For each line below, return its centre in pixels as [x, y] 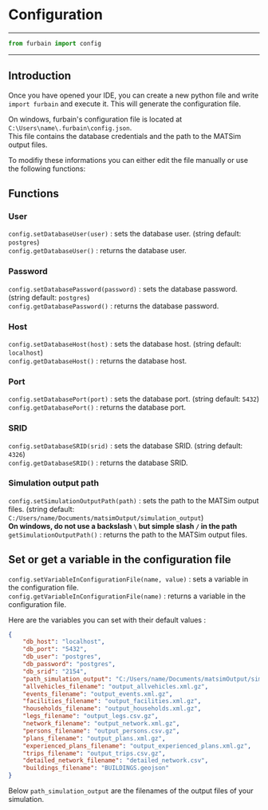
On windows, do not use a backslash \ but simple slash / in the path [123, 526]
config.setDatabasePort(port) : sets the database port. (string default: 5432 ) [134, 399]
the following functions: [47, 169]
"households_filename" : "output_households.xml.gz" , [112, 709]
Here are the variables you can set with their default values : [107, 620]
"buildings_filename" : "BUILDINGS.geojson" [96, 768]
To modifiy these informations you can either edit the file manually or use [128, 160]
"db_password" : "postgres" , [69, 665]
